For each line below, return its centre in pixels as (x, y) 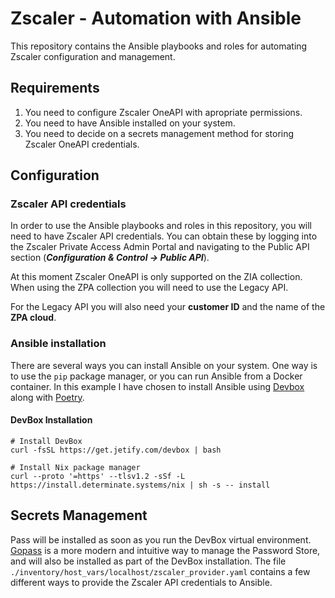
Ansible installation (58, 344)
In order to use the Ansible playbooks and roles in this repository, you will (161, 226)
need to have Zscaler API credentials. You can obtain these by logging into (164, 236)
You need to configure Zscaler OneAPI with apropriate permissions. (163, 112)
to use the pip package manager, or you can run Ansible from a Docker (156, 376)
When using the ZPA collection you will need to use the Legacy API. (149, 288)
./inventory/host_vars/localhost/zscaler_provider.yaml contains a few (160, 571)
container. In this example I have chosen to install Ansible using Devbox (157, 386)
